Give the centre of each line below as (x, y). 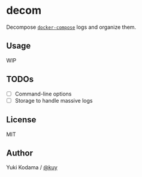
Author (19, 153)
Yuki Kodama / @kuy (32, 167)
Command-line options (43, 94)
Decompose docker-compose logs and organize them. (71, 27)
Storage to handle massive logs (54, 100)
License (21, 120)
